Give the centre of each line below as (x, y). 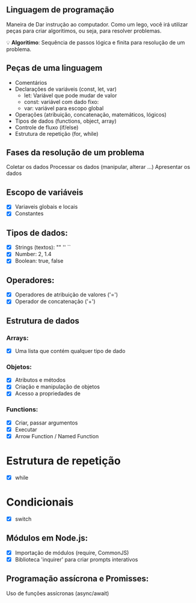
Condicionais (40, 502)
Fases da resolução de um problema (75, 153)
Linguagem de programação (60, 10)
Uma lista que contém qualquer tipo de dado (70, 351)
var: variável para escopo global (64, 108)
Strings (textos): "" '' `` (43, 247)
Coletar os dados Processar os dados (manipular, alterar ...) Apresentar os (98, 167)
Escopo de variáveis (45, 192)
